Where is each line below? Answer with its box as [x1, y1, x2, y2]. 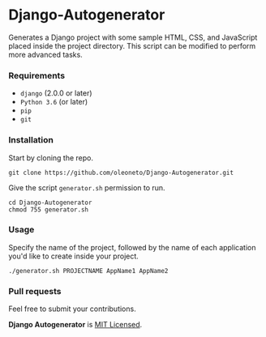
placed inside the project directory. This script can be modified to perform [8, 41, 256, 50]
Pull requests [8, 285, 62, 296]
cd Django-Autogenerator [8, 198, 92, 207]
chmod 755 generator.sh [8, 205, 89, 214]
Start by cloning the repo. [8, 152, 94, 163]
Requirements [8, 70, 66, 81]
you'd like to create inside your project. [8, 251, 139, 261]
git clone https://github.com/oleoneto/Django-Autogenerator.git [8, 168, 234, 177]
